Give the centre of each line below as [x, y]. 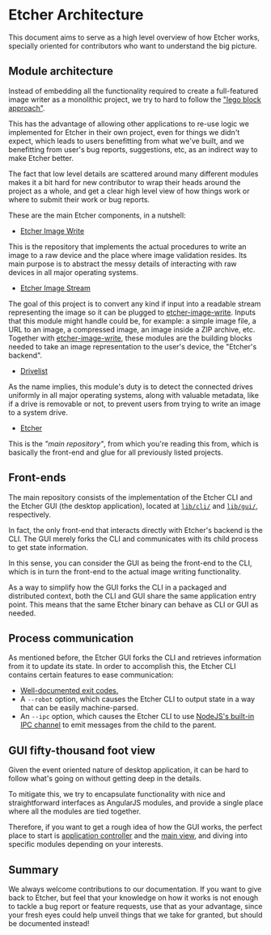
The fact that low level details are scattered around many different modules [133, 173]
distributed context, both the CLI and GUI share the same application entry [132, 595]
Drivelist [34, 370]
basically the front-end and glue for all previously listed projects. [116, 452]
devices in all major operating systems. [74, 272]
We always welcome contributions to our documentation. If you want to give [135, 889]
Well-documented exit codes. [69, 691]
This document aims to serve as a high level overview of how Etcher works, [134, 37]
